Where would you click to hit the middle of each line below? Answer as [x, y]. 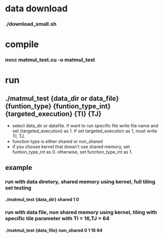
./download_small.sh [31, 24]
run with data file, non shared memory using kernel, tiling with [81, 212]
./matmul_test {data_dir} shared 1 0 [42, 199]
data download [36, 9]
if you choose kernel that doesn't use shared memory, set [71, 147]
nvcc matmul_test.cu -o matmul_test [50, 60]
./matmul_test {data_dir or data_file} [62, 99]
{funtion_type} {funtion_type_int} [58, 106]
